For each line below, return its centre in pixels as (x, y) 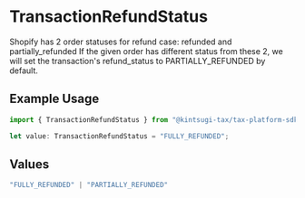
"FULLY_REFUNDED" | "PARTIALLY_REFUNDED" (89, 185)
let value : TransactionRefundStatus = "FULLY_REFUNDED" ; (119, 136)
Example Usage (54, 99)
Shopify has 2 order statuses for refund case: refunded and (121, 42)
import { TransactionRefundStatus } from (89, 119)
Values (30, 164)
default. (24, 71)
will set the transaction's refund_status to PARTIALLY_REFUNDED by (138, 61)
